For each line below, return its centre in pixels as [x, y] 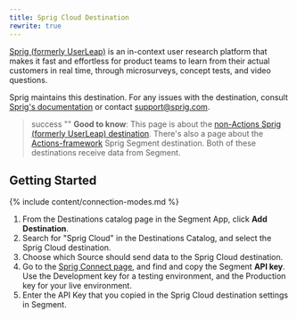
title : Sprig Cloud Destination [69, 17]
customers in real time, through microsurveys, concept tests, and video [140, 70]
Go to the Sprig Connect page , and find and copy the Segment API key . [153, 267]
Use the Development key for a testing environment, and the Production [154, 276]
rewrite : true [36, 26]
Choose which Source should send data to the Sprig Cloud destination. [153, 257]
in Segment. [44, 305]
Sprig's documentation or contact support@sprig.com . [110, 106]
